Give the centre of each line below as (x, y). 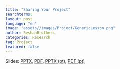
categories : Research (28, 38)
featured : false (22, 47)
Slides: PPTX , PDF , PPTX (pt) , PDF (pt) (45, 61)
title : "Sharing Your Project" (38, 10)
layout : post (19, 19)
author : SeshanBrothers (30, 33)
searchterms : (19, 14)
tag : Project (19, 42)
